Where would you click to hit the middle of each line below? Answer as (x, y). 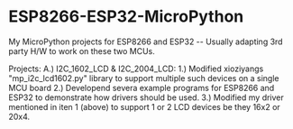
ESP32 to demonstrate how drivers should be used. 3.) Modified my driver (146, 97)
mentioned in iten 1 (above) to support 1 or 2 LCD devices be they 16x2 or (144, 106)
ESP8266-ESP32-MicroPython (126, 17)
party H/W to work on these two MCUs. (82, 51)
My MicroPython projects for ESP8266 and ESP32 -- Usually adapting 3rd (146, 41)
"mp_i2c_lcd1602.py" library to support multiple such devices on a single (144, 78)
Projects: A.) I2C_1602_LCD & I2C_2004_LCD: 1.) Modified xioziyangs (136, 69)
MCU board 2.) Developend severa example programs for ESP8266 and (142, 88)
